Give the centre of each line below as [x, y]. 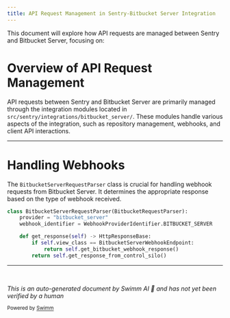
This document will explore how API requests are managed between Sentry [113, 33]
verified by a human [36, 295]
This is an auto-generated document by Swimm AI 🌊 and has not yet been [112, 288]
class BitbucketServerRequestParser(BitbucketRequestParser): [98, 211]
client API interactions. [39, 130]
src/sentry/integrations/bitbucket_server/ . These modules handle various [115, 116]
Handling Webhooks [66, 165]
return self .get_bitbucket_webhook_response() [111, 249]
